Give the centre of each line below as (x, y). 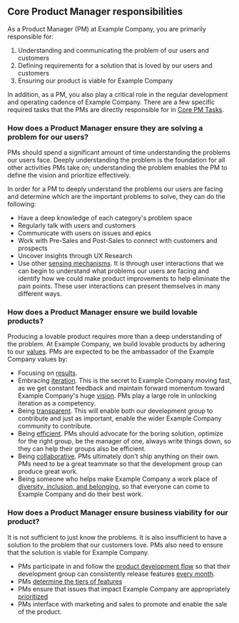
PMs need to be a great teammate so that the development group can (120, 464)
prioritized (33, 596)
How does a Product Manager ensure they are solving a (105, 128)
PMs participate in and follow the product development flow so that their (124, 566)
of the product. (40, 612)
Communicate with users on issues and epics (85, 233)
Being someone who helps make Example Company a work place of (118, 479)
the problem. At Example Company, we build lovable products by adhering (117, 344)
